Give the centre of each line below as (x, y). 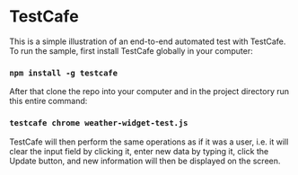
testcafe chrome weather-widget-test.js (99, 123)
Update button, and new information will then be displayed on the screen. (145, 161)
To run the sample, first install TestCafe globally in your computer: (131, 50)
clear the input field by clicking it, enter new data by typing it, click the (139, 151)
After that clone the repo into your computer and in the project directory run (149, 92)
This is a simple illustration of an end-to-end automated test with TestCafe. (148, 41)
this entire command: (48, 101)
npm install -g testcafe (64, 73)
